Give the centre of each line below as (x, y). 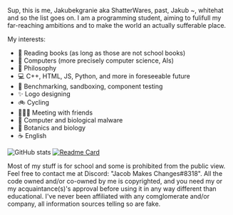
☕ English (32, 136)
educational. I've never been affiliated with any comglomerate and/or (109, 196)
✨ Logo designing (44, 94)
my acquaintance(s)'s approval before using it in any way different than (112, 189)
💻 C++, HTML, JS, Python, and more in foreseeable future (104, 76)
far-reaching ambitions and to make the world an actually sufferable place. (117, 25)
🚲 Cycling (33, 102)
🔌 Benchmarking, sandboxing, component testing (90, 86)
